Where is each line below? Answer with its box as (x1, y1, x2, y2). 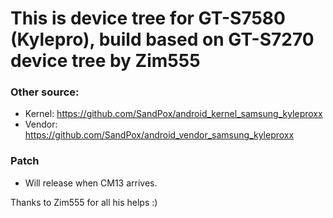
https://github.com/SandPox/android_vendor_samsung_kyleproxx (24, 129, 295, 141)
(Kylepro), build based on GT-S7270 (10, 28, 315, 51)
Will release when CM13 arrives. (24, 177, 158, 189)
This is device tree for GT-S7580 (10, 7, 286, 30)
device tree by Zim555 (10, 50, 201, 72)
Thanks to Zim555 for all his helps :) (10, 196, 158, 208)
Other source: (10, 85, 80, 99)
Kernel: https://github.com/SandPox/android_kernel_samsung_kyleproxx (24, 108, 323, 120)
